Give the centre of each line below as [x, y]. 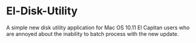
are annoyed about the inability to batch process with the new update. [93, 33]
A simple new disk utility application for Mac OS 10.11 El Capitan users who [98, 27]
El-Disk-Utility [42, 11]
